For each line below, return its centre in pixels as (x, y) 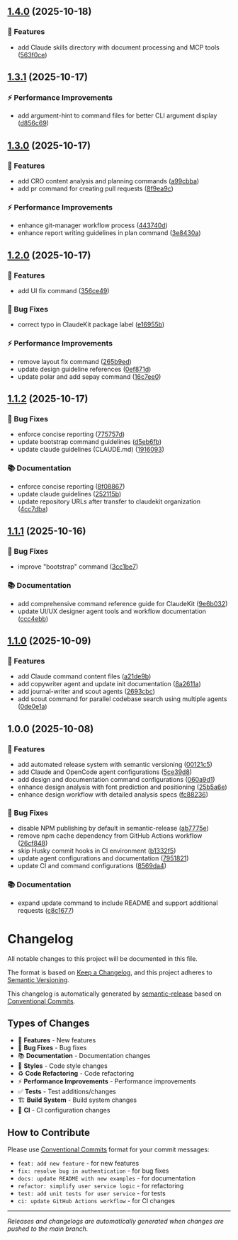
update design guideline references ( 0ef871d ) (84, 369)
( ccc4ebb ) (33, 618)
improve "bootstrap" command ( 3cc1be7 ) (78, 567)
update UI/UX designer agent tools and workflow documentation (112, 611)
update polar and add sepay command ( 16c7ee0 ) (89, 376)
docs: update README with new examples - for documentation (107, 1178)
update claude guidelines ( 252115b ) (69, 494)
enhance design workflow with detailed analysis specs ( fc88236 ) (113, 794)
